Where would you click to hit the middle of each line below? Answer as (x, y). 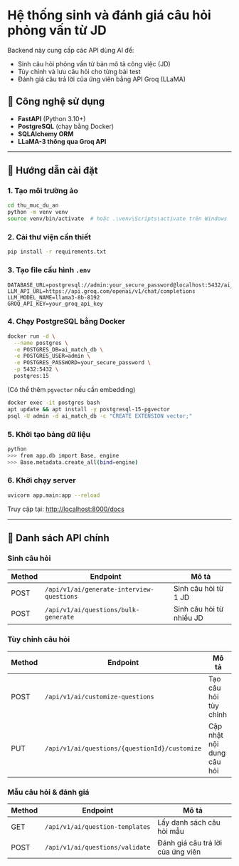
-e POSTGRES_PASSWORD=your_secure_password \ (83, 363)
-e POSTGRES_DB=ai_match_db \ (58, 349)
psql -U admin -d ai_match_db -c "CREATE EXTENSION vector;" (100, 416)
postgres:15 (32, 376)
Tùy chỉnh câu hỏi (39, 639)
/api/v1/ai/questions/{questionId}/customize (123, 748)
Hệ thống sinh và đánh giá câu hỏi (109, 15)
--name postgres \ (41, 343)
